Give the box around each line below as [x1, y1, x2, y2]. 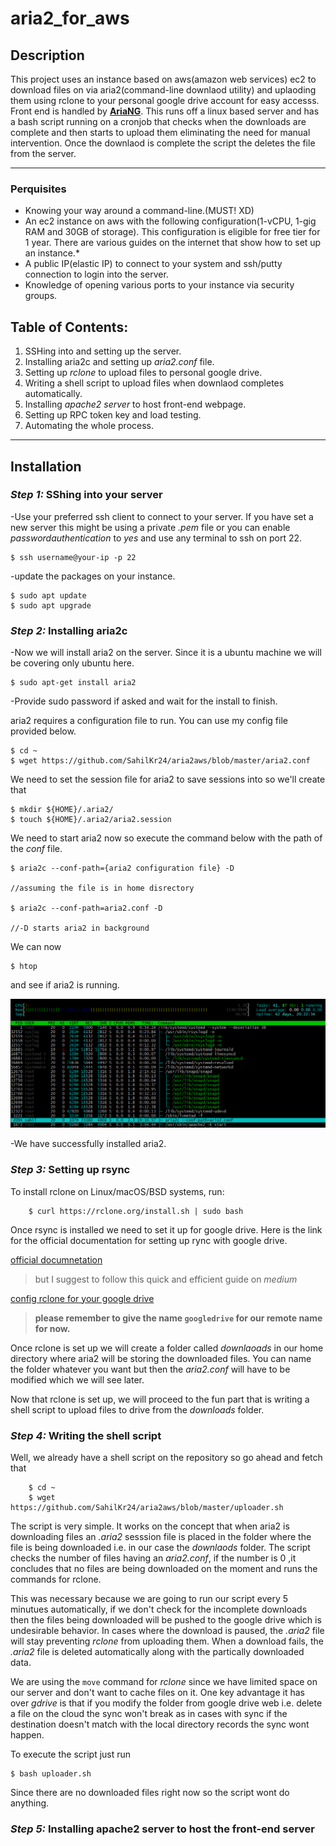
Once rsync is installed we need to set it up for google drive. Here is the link [10, 1223, 323, 1236]
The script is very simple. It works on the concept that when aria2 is [10, 1520, 290, 1532]
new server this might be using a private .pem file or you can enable [10, 521, 291, 533]
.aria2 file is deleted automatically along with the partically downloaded [10, 1645, 305, 1657]
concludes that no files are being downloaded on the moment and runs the [10, 1562, 318, 1574]
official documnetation [10, 1253, 103, 1266]
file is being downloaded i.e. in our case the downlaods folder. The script [10, 1541, 311, 1553]
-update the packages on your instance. [10, 570, 176, 582]
